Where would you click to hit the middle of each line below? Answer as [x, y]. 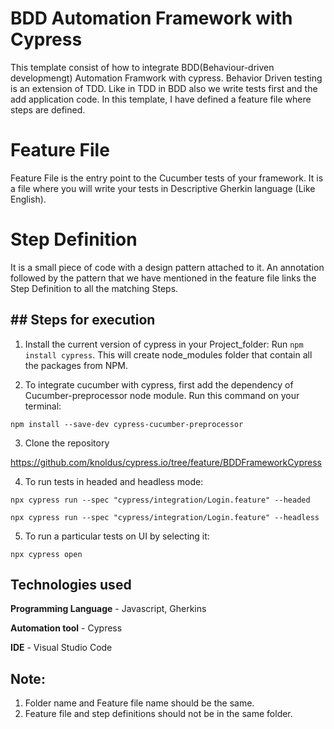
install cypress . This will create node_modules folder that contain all [168, 354]
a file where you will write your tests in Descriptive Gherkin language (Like [163, 188]
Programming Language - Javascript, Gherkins [108, 609]
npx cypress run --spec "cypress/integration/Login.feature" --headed [160, 500]
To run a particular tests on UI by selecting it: [117, 536]
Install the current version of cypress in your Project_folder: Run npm [164, 344]
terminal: [43, 406]
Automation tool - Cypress [66, 628]
